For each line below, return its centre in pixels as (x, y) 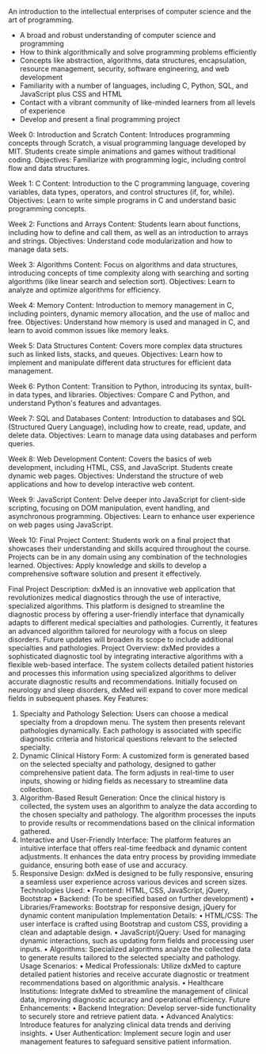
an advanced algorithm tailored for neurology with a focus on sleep (118, 631)
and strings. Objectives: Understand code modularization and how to (121, 241)
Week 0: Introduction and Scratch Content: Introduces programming (119, 135)
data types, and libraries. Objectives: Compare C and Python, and (123, 394)
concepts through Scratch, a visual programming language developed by (127, 143)
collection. (36, 789)
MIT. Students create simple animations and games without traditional (122, 151)
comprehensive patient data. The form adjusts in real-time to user (127, 772)
